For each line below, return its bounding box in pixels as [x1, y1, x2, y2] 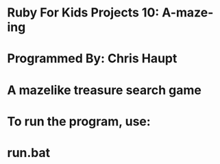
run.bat [7, 145, 51, 161]
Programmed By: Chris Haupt [7, 51, 178, 67]
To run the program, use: [7, 113, 151, 129]
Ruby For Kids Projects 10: [7, 5, 160, 21]
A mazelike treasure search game [7, 82, 202, 97]
